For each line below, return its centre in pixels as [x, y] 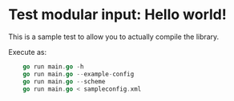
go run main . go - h [53, 66]
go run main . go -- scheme [64, 81]
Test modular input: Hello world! [117, 15]
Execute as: [28, 52]
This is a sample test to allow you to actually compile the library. [114, 37]
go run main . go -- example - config [79, 74]
